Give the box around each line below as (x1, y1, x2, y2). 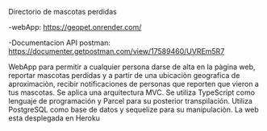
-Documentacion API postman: (8, 38, 111, 47)
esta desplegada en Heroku (8, 113, 101, 123)
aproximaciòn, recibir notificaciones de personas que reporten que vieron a (8, 80, 260, 88)
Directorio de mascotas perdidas (8, 7, 117, 16)
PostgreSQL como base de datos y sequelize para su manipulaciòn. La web (8, 104, 260, 114)
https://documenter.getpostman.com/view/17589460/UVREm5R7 (8, 47, 225, 55)
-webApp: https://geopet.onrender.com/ (8, 23, 142, 31)
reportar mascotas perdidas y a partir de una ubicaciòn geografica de (8, 71, 240, 80)
